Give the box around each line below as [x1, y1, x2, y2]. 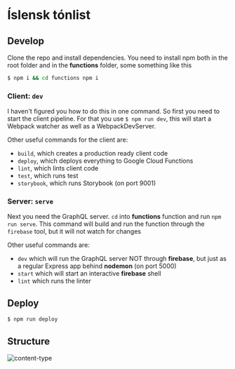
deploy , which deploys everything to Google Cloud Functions [17, 156, 194, 165]
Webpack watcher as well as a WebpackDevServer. [7, 122, 156, 130]
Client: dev [7, 91, 43, 101]
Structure [7, 335, 51, 347]
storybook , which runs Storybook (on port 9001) [17, 179, 156, 187]
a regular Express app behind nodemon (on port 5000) [17, 262, 177, 270]
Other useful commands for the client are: [7, 135, 128, 144]
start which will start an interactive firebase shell [17, 269, 161, 278]
